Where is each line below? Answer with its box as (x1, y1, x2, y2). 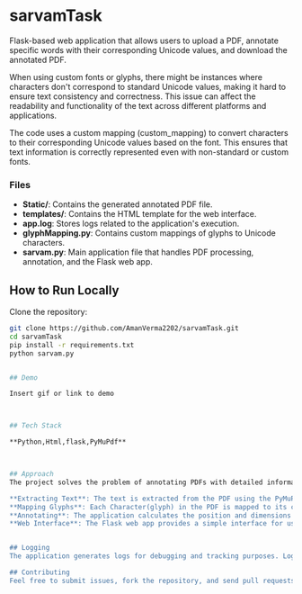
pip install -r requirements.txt (9, 340, 135, 349)
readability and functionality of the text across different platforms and (9, 100, 267, 111)
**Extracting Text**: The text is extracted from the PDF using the (9, 494, 271, 503)
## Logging (9, 544, 50, 553)
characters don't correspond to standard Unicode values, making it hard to (9, 81, 286, 92)
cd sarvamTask (9, 332, 63, 341)
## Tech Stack (9, 421, 63, 430)
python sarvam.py (9, 348, 75, 358)
